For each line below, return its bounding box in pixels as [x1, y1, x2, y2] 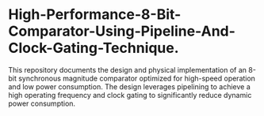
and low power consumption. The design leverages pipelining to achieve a [8, 81, 251, 92]
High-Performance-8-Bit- [8, 6, 182, 24]
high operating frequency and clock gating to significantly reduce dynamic [8, 90, 252, 99]
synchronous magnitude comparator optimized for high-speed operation [18, 73, 256, 83]
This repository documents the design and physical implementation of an [8, 65, 247, 74]
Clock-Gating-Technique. [8, 39, 180, 57]
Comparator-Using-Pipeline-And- [8, 22, 236, 40]
